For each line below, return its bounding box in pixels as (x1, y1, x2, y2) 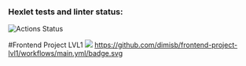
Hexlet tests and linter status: (8, 6, 123, 17)
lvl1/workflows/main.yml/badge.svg (8, 49, 123, 58)
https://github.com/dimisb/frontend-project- (94, 40, 238, 49)
